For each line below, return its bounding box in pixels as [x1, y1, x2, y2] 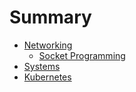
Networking [23, 39, 73, 51]
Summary [9, 6, 92, 29]
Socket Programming [38, 49, 126, 61]
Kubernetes [23, 71, 72, 83]
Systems [23, 60, 61, 72]
